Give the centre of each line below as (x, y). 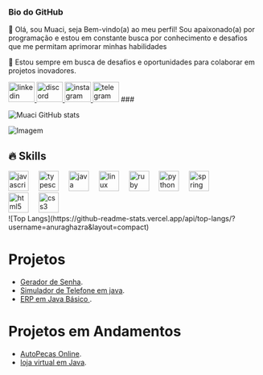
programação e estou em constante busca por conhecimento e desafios (128, 38)
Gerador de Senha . (51, 282)
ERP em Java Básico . (56, 299)
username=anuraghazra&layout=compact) (79, 227)
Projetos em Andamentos (95, 332)
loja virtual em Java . (53, 362)
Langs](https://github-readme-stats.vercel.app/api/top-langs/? (131, 219)
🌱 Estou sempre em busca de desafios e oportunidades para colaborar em (131, 62)
